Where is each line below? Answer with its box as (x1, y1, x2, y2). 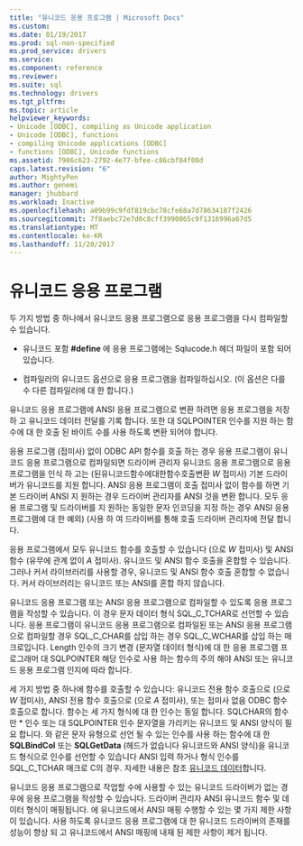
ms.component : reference (9, 64, 103, 73)
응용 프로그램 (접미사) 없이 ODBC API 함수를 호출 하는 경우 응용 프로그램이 (9, 446, 271, 456)
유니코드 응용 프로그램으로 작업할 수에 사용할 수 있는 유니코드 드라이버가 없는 (9, 782, 280, 793)
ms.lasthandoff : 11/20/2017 (9, 240, 115, 249)
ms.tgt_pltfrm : (9, 97, 67, 106)
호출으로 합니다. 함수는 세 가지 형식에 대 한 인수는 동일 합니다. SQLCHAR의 (9, 706, 272, 717)
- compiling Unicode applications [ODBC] (9, 139, 168, 148)
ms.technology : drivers (9, 88, 99, 97)
